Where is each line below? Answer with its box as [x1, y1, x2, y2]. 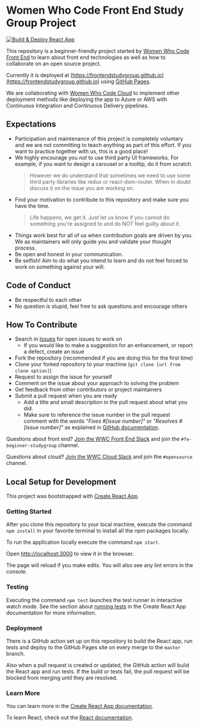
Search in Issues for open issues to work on [14, 335, 122, 342]
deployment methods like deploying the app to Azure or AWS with [6, 96, 168, 103]
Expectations [6, 119, 56, 130]
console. [6, 568, 28, 575]
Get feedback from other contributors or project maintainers [14, 386, 162, 393]
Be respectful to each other [14, 296, 82, 303]
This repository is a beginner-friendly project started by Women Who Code [6, 47, 190, 54]
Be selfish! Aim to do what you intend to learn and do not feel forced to [14, 257, 188, 264]
